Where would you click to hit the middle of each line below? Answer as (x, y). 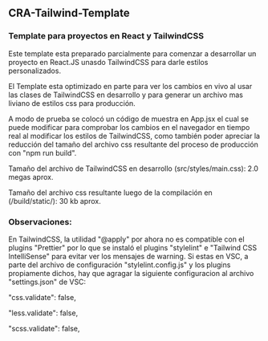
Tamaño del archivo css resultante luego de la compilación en (110, 193)
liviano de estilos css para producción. (72, 103)
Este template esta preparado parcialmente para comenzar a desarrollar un (132, 53)
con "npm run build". (43, 152)
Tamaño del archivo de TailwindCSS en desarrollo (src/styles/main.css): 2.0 (134, 168)
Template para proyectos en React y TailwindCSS (106, 36)
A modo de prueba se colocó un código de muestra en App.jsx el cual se (128, 119)
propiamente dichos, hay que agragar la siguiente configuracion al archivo (131, 273)
